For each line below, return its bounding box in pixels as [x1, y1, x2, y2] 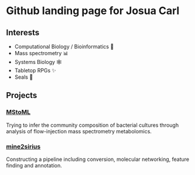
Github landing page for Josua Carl [6, 4, 180, 18]
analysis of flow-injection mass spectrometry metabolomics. [6, 127, 152, 134]
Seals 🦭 [14, 73, 33, 80]
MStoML [6, 108, 31, 116]
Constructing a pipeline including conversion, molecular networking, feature [6, 156, 189, 163]
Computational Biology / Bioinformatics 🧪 [14, 43, 114, 50]
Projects [6, 90, 37, 100]
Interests [6, 28, 40, 38]
